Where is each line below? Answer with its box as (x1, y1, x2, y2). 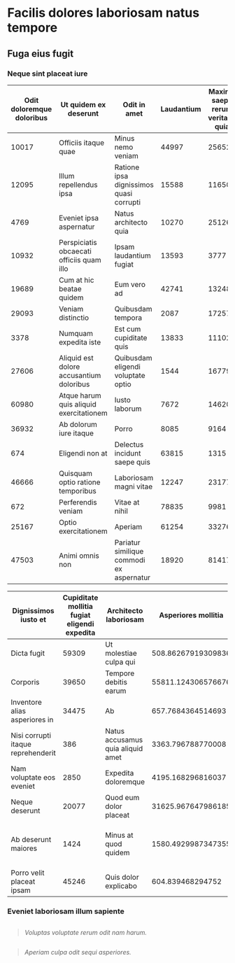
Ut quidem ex (60, 99, 106, 109)
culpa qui (104, 656, 136, 666)
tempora (114, 313, 142, 323)
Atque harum (58, 391, 101, 400)
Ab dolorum (58, 419, 98, 429)
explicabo (104, 880, 138, 890)
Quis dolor (104, 872, 139, 882)
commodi (114, 555, 145, 565)
